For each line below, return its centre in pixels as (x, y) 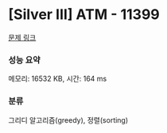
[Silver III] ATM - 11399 (84, 15)
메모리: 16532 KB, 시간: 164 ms (58, 79)
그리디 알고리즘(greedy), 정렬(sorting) (68, 120)
